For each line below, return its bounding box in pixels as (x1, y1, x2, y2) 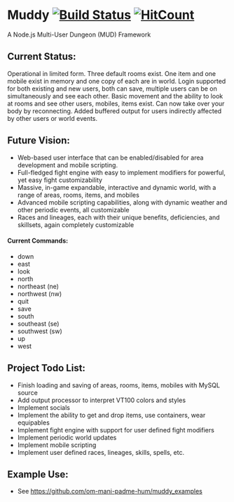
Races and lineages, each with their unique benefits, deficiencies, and (17, 213, 220, 221)
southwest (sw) (17, 327, 63, 335)
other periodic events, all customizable (17, 205, 130, 214)
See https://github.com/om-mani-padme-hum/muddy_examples (17, 487, 203, 496)
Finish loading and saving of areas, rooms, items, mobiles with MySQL (17, 380, 221, 390)
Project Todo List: (7, 362, 86, 374)
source (17, 388, 39, 397)
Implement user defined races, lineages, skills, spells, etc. (17, 448, 184, 456)
